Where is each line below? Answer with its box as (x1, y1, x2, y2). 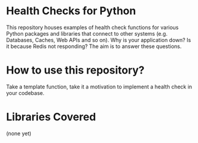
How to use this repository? (6, 63, 145, 77)
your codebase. (6, 89, 44, 96)
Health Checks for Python (6, 4, 136, 18)
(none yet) (6, 129, 31, 137)
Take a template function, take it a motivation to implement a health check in (6, 83, 193, 90)
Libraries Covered (6, 110, 96, 124)
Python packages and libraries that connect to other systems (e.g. (6, 30, 168, 37)
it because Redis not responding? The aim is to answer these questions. (6, 43, 182, 50)
